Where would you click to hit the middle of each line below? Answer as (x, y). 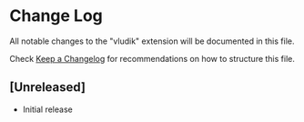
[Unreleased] (48, 87)
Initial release (47, 109)
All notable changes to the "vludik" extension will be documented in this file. (152, 41)
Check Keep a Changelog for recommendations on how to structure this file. (152, 58)
